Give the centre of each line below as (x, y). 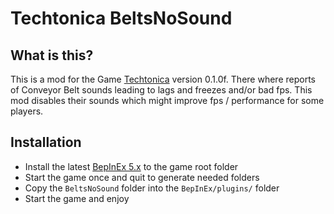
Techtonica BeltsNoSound (121, 18)
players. (27, 111)
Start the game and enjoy (77, 198)
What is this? (52, 55)
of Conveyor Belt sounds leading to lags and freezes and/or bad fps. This (161, 90)
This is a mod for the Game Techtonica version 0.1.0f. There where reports (163, 79)
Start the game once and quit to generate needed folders (142, 177)
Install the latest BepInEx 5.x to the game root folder (131, 166)
